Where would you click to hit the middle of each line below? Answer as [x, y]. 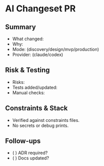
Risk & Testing [27, 70]
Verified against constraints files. [46, 120]
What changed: [28, 39]
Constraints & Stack [36, 108]
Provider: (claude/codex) [38, 55]
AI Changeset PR [40, 9]
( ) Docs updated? [31, 158]
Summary [21, 27]
